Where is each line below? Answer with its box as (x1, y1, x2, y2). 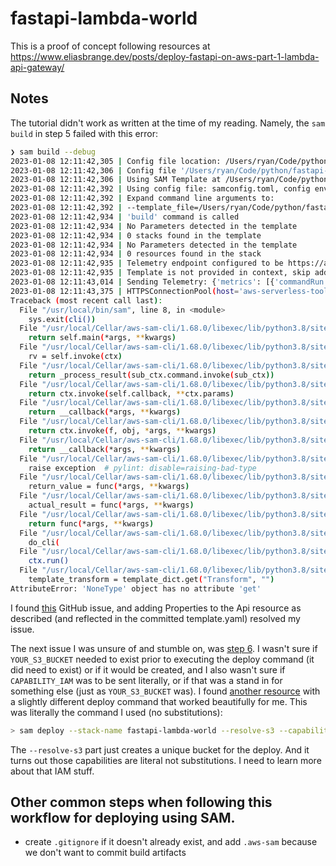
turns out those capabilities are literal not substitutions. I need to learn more (10, 754, 322, 766)
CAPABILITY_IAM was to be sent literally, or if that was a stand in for (10, 674, 283, 686)
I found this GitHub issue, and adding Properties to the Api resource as (10, 602, 302, 614)
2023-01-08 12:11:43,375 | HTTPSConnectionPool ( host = (10, 286, 240, 296)
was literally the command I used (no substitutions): (10, 706, 223, 718)
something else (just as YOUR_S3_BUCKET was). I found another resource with (10, 685, 321, 697)
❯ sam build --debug (10, 147, 97, 157)
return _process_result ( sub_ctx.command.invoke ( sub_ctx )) (28, 370, 275, 380)
